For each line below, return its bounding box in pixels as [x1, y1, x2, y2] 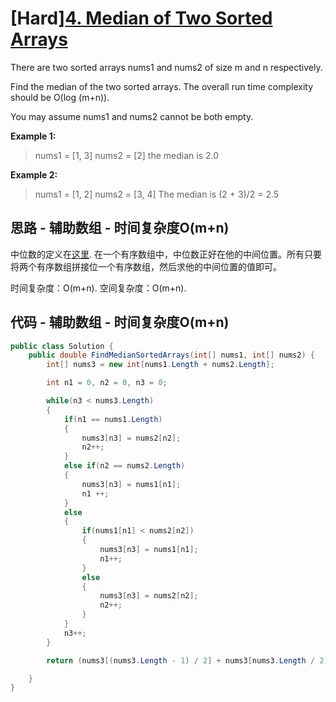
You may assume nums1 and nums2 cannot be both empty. [10, 110, 254, 122]
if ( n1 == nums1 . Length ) [63, 414, 163, 424]
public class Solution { [10, 341, 114, 351]
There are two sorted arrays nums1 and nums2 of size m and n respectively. [10, 61, 323, 73]
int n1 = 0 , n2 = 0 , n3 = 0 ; [46, 378, 168, 388]
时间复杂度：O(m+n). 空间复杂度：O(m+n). [10, 282, 187, 294]
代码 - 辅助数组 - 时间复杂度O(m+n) [10, 314, 230, 331]
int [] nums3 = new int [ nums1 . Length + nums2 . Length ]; [46, 360, 275, 370]
